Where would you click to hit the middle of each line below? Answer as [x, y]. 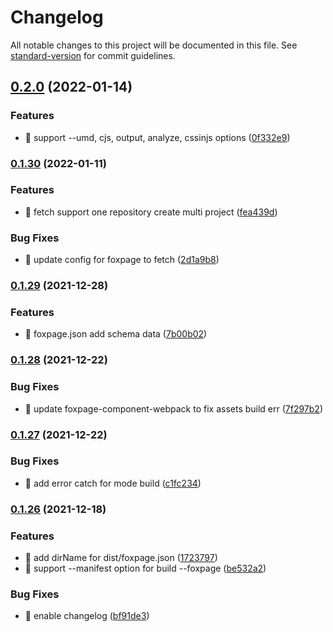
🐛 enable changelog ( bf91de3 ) [87, 616]
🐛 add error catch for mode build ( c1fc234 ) [113, 483]
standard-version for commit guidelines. [93, 55]
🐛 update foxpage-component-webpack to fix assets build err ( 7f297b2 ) [174, 408]
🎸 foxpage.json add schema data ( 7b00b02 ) [116, 334]
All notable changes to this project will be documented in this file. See [154, 45]
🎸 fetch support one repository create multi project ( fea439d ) [151, 212]
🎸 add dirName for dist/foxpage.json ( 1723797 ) [121, 558]
